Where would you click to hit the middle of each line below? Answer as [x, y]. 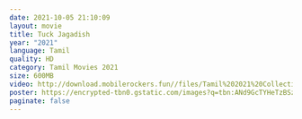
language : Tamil [40, 51]
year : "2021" [34, 42]
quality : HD [31, 59]
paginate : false [40, 101]
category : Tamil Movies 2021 [64, 68]
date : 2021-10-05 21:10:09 [60, 17]
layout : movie [36, 26]
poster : [24, 92]
